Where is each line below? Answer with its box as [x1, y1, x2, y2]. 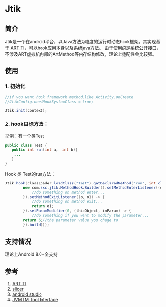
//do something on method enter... [31, 190, 105, 195]
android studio [12, 291, 42, 297]
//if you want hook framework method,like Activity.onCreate [5, 94, 134, 100]
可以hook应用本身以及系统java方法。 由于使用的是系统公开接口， [29, 45, 161, 51]
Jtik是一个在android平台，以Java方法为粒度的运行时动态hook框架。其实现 [5, 39, 156, 44]
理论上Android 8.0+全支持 [5, 251, 58, 257]
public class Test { [5, 143, 48, 148]
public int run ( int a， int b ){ [11, 147, 78, 152]
